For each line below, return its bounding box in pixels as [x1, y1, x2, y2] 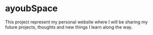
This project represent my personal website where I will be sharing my [5, 19, 148, 25]
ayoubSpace [5, 3, 58, 14]
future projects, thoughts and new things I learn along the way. [5, 24, 133, 30]
